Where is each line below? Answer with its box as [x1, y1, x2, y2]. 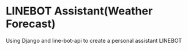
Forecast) [6, 17, 56, 31]
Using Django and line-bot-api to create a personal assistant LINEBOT [6, 37, 182, 44]
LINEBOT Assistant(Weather [6, 4, 153, 18]
